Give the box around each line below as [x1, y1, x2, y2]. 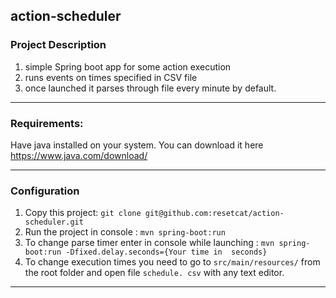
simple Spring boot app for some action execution [24, 60, 232, 73]
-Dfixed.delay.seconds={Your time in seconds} [65, 247, 268, 258]
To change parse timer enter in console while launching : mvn [24, 237, 275, 249]
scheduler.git [24, 217, 84, 228]
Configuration [10, 184, 80, 198]
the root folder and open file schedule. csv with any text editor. [24, 267, 285, 279]
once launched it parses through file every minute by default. [24, 82, 277, 94]
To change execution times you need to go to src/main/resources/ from [24, 256, 321, 268]
